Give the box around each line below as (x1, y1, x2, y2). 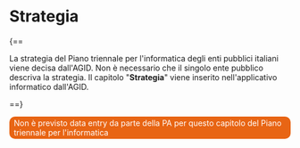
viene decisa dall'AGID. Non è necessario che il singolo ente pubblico (9, 62, 263, 73)
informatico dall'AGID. (9, 81, 89, 92)
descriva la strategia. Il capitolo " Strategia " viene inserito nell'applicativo (9, 71, 278, 82)
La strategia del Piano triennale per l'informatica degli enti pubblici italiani (9, 53, 279, 63)
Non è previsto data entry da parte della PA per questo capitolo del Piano (13, 118, 282, 128)
